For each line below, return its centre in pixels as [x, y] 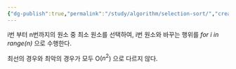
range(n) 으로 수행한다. [40, 43]
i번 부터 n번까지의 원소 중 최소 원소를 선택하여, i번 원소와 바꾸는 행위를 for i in [113, 34]
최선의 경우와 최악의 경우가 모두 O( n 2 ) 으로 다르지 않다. [83, 58]
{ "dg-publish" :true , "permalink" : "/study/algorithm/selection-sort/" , [111, 14]
